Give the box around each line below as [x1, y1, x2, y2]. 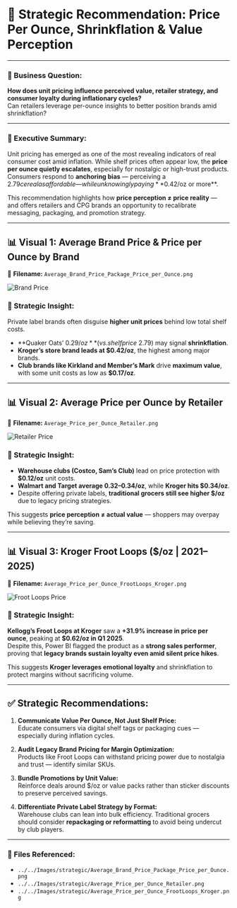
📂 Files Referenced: [7, 849, 75, 859]
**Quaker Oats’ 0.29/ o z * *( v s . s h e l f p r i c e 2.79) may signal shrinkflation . [17, 338, 229, 347]
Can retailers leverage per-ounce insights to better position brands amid [7, 102, 217, 110]
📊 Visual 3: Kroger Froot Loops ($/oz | [7, 546, 180, 558]
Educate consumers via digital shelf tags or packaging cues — [17, 723, 200, 732]
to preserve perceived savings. [17, 788, 108, 797]
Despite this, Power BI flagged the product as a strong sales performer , [7, 641, 217, 650]
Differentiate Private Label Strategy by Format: [17, 803, 157, 811]
